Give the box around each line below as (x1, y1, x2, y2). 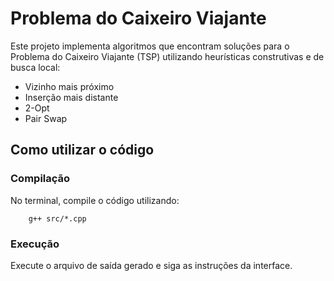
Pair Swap (24, 112, 68, 124)
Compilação (10, 172, 71, 186)
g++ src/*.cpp (28, 213, 87, 224)
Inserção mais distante (24, 91, 119, 103)
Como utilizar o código (10, 142, 155, 159)
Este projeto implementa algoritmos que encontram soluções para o (10, 40, 290, 52)
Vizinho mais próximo (24, 80, 115, 92)
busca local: (10, 61, 61, 73)
